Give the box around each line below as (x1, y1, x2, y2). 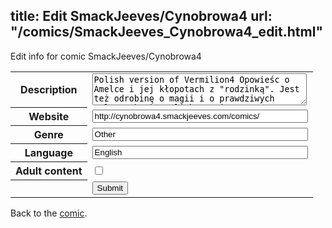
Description (20, 83, 78, 97)
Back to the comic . (10, 207, 88, 219)
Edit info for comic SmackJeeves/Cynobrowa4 (10, 50, 202, 62)
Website (28, 110, 70, 124)
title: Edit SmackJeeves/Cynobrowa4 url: (10, 8, 273, 25)
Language (24, 146, 73, 160)
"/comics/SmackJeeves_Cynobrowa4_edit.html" (10, 24, 323, 41)
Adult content (15, 164, 83, 178)
